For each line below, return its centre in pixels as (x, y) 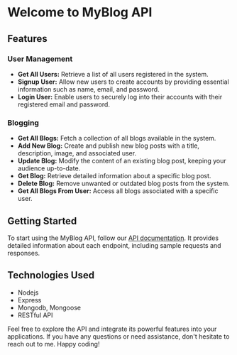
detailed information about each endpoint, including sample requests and (114, 245)
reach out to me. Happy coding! (54, 344)
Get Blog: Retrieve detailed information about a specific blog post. (114, 176)
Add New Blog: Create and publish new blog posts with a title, (109, 146)
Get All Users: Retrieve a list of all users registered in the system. (113, 74)
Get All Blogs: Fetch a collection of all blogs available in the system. (117, 138)
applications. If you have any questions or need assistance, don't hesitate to (118, 336)
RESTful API (35, 315)
